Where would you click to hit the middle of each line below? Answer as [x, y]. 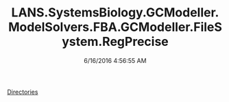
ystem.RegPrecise [115, 42]
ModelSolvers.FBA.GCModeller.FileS [115, 27]
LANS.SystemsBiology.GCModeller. [115, 13]
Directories [23, 92]
